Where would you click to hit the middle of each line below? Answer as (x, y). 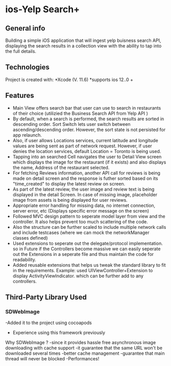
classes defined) (30, 238)
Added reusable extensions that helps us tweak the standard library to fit (89, 265)
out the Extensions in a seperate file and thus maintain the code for (83, 254)
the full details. (21, 51)
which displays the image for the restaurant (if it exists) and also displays (89, 162)
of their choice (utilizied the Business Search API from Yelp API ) (80, 113)
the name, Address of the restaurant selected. (61, 167)
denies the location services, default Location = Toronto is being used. (87, 151)
